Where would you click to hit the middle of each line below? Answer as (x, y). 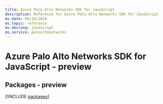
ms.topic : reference (26, 23)
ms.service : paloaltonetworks (36, 32)
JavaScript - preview (48, 67)
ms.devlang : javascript (29, 28)
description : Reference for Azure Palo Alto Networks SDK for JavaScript (82, 14)
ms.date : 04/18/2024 (26, 19)
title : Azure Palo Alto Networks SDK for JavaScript (60, 10)
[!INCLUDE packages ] (27, 96)
